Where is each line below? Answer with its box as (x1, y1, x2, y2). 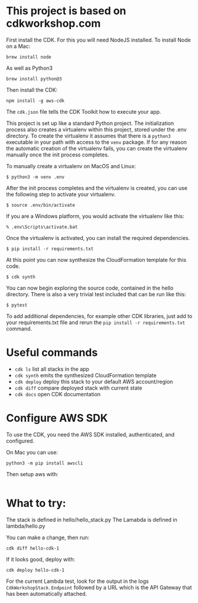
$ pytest (6, 302, 28, 308)
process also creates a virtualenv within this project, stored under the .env (6, 126, 187, 133)
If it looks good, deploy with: (6, 556, 76, 563)
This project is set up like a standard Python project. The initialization (6, 120, 174, 127)
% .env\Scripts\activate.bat (6, 224, 78, 230)
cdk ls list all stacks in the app (14, 365, 90, 373)
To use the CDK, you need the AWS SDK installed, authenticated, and (6, 431, 175, 438)
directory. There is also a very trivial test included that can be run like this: (6, 290, 186, 297)
